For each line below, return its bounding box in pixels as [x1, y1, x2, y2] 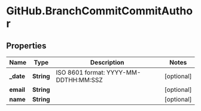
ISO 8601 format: [56, 69, 105, 76]
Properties [6, 41, 47, 51]
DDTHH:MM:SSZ [56, 76, 103, 84]
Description [90, 58, 124, 66]
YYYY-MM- [106, 69, 141, 76]
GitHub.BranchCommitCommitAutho [6, 4, 193, 18]
